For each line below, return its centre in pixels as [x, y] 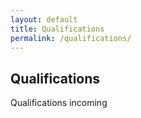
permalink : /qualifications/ [71, 38]
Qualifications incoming [59, 103]
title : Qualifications [57, 29]
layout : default [44, 19]
